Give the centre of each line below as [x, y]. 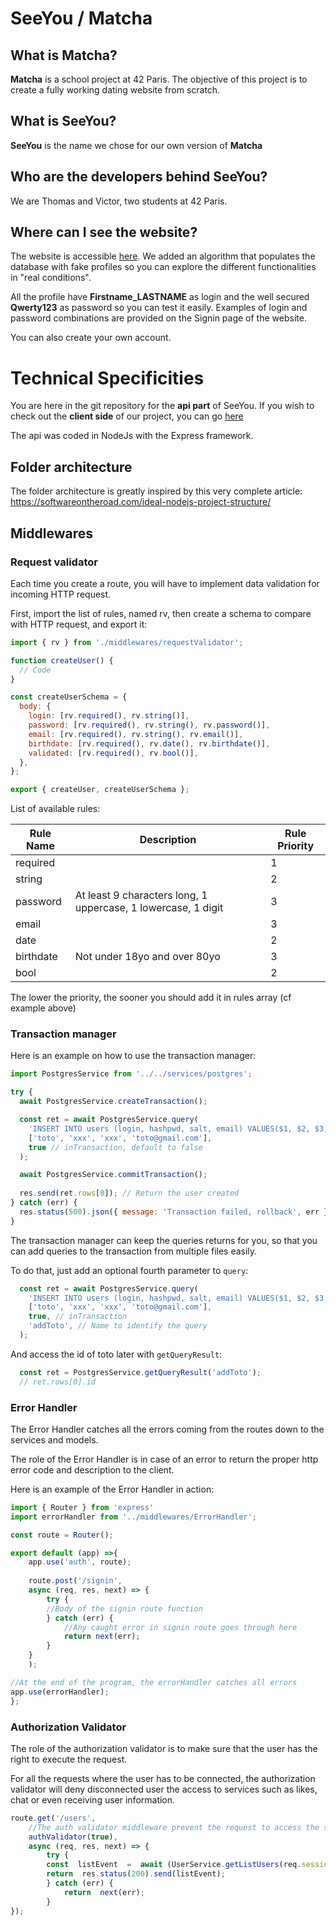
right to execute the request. [69, 1759]
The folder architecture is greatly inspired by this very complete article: [156, 491]
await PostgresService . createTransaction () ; [113, 1102]
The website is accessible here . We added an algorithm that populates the [163, 256]
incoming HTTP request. [61, 594]
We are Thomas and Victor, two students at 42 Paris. [119, 201]
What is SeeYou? [63, 121]
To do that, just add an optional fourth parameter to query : [129, 1270]
